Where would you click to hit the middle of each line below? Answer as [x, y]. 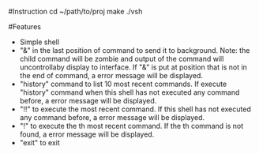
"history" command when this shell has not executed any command [129, 92]
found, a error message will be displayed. [87, 134]
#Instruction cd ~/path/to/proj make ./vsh [75, 11]
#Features [25, 26]
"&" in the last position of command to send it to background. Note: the [135, 50]
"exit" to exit [40, 143]
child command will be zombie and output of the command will [122, 59]
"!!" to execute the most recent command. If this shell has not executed [135, 109]
